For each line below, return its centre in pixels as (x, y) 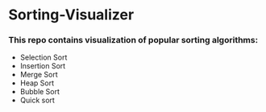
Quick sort (37, 100)
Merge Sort (39, 75)
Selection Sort (44, 57)
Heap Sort (37, 83)
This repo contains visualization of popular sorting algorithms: (133, 40)
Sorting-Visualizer (71, 15)
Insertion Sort (43, 66)
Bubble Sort (40, 92)
